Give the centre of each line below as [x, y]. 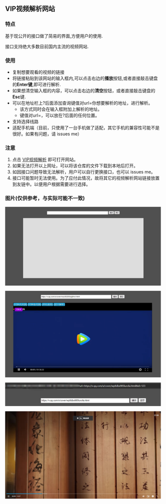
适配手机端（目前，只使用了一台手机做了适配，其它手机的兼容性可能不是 [86, 127]
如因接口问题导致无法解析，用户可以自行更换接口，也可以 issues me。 [84, 172]
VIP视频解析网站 [30, 9]
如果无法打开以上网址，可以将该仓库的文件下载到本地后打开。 [75, 166]
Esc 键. [19, 97]
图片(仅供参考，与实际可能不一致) [45, 198]
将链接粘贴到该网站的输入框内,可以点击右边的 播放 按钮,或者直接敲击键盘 [85, 78]
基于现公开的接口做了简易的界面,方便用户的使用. [54, 36]
